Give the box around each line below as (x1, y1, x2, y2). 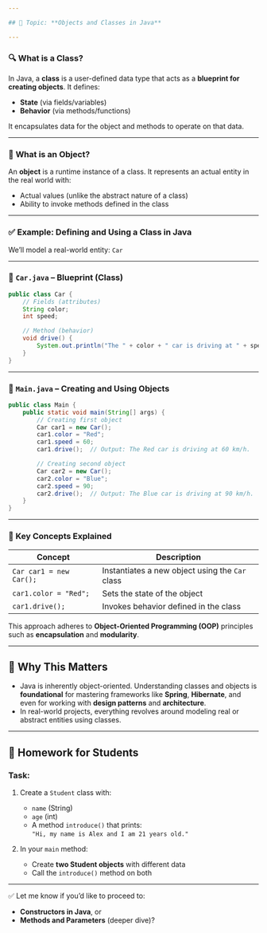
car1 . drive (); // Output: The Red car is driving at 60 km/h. (37, 446, 250, 454)
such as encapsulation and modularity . (8, 629, 140, 639)
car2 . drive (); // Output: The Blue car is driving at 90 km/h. (37, 490, 254, 498)
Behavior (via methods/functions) (19, 105, 131, 116)
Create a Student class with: (19, 788, 112, 797)
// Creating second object (37, 460, 126, 468)
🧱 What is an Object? (8, 148, 91, 159)
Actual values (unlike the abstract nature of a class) (19, 191, 188, 200)
